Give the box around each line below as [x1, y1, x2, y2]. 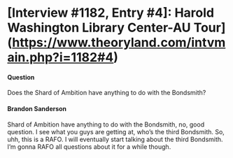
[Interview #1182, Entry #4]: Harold [7, 5, 215, 21]
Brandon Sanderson [7, 104, 67, 113]
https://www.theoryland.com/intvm [12, 35, 226, 50]
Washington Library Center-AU [7, 20, 191, 36]
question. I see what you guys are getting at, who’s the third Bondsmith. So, [7, 127, 225, 136]
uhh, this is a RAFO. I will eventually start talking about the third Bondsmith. [7, 135, 223, 143]
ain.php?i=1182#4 [7, 50, 114, 66]
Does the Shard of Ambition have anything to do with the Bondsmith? [7, 89, 206, 97]
